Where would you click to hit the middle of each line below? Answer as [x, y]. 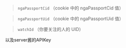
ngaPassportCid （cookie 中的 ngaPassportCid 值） [71, 8]
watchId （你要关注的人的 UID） [51, 29]
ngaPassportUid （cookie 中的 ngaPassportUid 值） [71, 18]
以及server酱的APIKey [28, 40]
